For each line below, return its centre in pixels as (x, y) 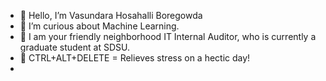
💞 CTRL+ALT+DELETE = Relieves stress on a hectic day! (135, 58)
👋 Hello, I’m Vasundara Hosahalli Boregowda (111, 15)
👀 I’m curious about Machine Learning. (99, 26)
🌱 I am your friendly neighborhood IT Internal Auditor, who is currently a (168, 36)
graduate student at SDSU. (74, 47)
